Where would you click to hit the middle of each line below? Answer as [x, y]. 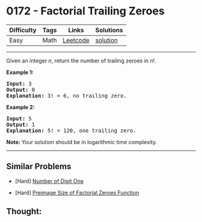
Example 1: [20, 72]
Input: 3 [19, 83]
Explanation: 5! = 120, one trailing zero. [71, 130]
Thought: [24, 211]
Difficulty [23, 30]
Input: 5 [19, 118]
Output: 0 [20, 89]
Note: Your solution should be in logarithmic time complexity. [82, 142]
